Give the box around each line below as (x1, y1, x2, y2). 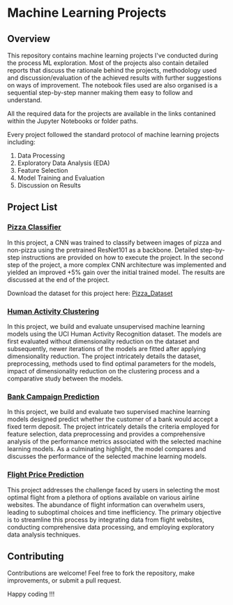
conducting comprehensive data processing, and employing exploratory (7, 522, 215, 531)
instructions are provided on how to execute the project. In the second (21, 253, 224, 262)
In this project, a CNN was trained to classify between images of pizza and (7, 238, 222, 246)
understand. (7, 96, 43, 104)
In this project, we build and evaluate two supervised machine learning (7, 408, 211, 416)
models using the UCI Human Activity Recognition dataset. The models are (7, 329, 222, 338)
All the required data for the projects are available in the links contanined (7, 110, 216, 118)
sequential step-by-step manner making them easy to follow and (7, 89, 193, 97)
